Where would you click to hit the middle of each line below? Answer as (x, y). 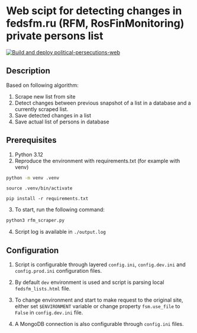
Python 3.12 (29, 154)
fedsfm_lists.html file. (43, 289)
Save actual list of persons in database (62, 122)
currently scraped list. (41, 109)
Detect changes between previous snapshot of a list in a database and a (103, 103)
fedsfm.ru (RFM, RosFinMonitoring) (95, 23)
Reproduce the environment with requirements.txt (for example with (97, 161)
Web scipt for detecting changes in (94, 11)
